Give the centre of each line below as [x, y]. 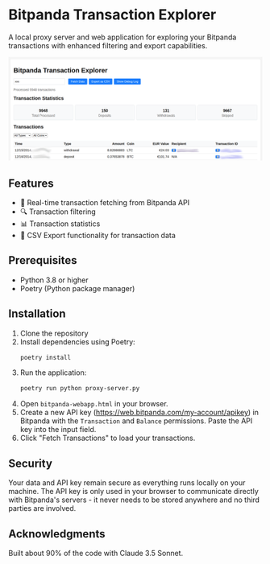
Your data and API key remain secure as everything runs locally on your [127, 483]
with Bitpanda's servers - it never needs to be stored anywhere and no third [134, 500]
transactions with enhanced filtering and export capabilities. [108, 45]
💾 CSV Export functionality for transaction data [98, 235]
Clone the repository [54, 333]
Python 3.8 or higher [54, 280]
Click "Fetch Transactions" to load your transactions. [108, 438]
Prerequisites [43, 260]
